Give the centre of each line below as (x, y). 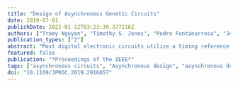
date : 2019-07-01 (33, 20)
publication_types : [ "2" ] (45, 40)
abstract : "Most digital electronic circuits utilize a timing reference (119, 46)
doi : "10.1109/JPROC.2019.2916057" (60, 72)
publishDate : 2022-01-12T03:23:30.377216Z (71, 27)
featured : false (31, 53)
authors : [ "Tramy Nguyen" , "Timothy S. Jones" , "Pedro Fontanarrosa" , (114, 33)
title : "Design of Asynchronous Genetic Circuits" (84, 14)
